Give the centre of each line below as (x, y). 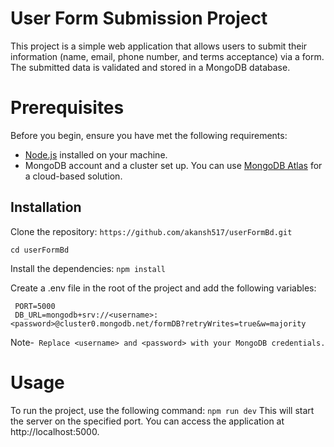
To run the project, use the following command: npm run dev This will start (162, 410)
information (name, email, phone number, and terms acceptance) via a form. (167, 56)
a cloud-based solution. (73, 176)
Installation (46, 207)
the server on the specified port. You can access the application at (147, 421)
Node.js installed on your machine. (96, 154)
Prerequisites (67, 108)
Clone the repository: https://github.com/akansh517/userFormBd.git (151, 231)
